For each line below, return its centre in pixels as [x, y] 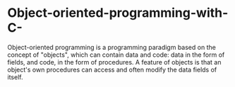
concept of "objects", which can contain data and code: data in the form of [116, 55]
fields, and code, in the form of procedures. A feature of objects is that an [114, 62]
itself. [15, 77]
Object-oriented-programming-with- [118, 13]
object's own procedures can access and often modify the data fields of [112, 69]
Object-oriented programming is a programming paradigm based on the [112, 47]
